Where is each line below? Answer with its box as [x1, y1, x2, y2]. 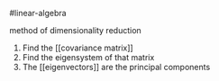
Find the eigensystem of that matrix [22, 52, 155, 62]
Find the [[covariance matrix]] [22, 42, 133, 53]
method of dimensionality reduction [9, 25, 141, 35]
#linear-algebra [9, 8, 67, 18]
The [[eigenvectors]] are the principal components [22, 62, 211, 72]
